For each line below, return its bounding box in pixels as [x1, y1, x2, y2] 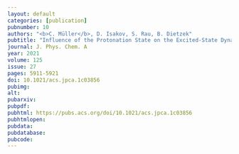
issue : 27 [7, 63, 37, 70]
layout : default [7, 10, 55, 18]
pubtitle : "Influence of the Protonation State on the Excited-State [7, 37, 218, 44]
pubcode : [7, 136, 33, 143]
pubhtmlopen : [7, 116, 46, 123]
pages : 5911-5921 [7, 70, 59, 77]
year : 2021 [7, 50, 40, 57]
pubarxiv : [7, 97, 37, 104]
